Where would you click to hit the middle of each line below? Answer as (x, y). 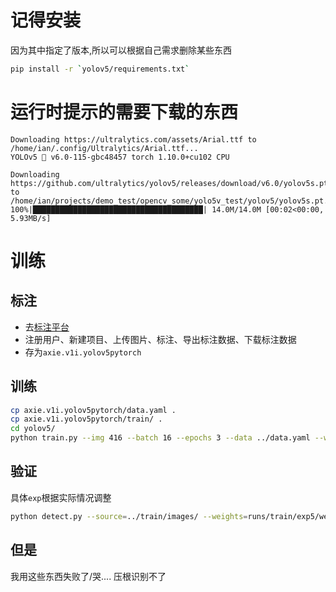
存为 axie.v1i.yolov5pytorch (83, 352)
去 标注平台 (47, 327)
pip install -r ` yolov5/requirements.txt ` (100, 69)
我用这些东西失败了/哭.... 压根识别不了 (88, 576)
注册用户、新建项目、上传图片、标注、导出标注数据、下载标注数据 (160, 339)
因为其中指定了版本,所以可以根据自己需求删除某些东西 (121, 50)
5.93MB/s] (31, 218)
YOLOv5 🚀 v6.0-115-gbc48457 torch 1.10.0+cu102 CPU (120, 157)
